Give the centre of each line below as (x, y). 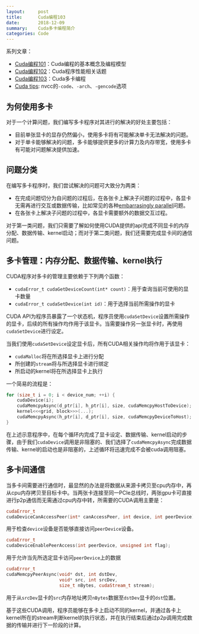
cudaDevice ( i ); (36, 400)
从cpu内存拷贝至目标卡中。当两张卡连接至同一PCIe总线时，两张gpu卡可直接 (99, 492)
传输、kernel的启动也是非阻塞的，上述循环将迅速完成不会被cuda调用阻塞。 (98, 449)
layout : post (28, 12)
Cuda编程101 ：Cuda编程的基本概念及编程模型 (70, 64)
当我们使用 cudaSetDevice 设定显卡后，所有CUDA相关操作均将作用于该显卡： (98, 343)
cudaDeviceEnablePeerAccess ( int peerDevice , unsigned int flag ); (88, 546)
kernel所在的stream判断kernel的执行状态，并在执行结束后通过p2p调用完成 (97, 617)
